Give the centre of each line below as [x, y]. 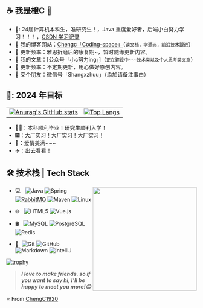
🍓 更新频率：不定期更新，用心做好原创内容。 [70, 67]
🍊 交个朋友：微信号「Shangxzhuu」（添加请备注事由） [82, 74]
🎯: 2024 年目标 [34, 95]
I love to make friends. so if [56, 274]
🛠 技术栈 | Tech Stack [48, 173]
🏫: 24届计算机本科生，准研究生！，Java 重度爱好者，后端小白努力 [97, 29]
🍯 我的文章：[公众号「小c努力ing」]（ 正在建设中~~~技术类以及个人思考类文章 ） [105, 59]
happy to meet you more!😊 [56, 287]
